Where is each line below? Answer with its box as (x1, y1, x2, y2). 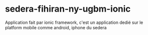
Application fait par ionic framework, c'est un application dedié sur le (5, 19, 144, 25)
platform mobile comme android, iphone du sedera (5, 24, 107, 30)
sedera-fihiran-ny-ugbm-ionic (5, 3, 131, 15)
